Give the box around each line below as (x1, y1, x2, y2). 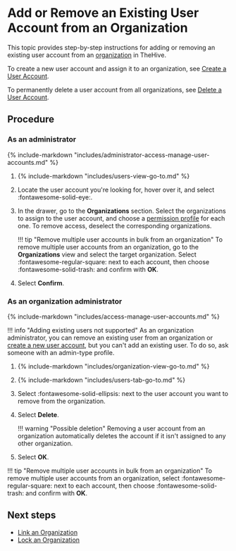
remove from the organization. (17, 397, 106, 405)
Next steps (7, 509, 56, 521)
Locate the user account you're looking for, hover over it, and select (17, 185, 215, 194)
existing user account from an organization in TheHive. (7, 51, 167, 59)
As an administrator (7, 135, 77, 144)
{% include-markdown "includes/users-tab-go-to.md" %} (17, 376, 186, 384)
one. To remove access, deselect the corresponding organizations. (17, 221, 212, 230)
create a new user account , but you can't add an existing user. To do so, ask (7, 340, 229, 349)
